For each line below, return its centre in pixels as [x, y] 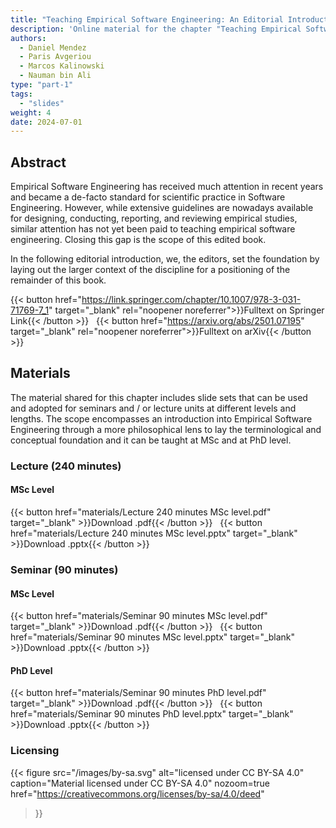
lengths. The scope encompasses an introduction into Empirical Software [161, 418]
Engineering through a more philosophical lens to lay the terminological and [166, 429]
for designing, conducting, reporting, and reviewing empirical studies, [154, 218]
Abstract [38, 162]
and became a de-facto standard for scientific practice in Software [148, 197]
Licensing [35, 751]
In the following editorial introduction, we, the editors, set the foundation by [165, 259]
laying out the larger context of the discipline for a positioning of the [150, 270]
